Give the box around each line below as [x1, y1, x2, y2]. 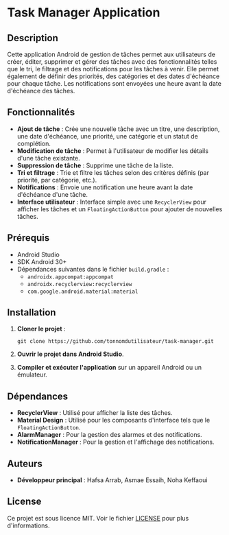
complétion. [16, 139, 51, 147]
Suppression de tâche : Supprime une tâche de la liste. [16, 161, 173, 169]
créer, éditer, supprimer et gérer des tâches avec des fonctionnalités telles [7, 58, 217, 66]
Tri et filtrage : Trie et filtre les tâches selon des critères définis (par [16, 168, 209, 176]
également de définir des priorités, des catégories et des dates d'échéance [7, 72, 220, 80]
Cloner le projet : [16, 324, 67, 333]
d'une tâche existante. [16, 154, 80, 162]
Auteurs [7, 457, 43, 469]
